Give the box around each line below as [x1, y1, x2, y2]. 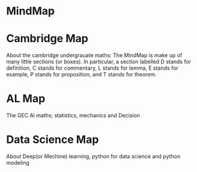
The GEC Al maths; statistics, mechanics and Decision [6, 112, 140, 119]
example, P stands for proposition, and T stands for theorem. [6, 71, 157, 78]
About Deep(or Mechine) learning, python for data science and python [6, 153, 181, 160]
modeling [6, 159, 30, 166]
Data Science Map [6, 133, 99, 147]
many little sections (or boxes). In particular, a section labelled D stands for [6, 58, 191, 66]
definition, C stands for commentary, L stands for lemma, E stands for [6, 64, 178, 72]
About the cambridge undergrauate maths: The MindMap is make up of [6, 52, 183, 59]
